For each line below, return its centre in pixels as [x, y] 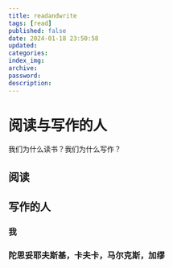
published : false [37, 31]
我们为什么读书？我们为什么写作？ [65, 149]
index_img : [27, 61]
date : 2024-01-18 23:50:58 [54, 38]
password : [25, 76]
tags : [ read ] [30, 23]
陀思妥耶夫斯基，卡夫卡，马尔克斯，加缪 [86, 256]
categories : [28, 53]
